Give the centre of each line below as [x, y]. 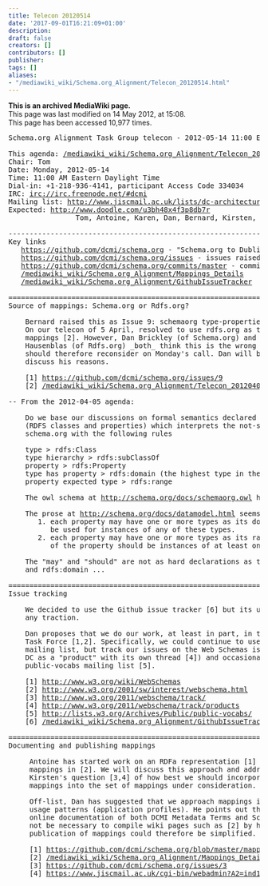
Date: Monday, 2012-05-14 [59, 170]
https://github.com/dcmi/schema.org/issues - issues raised [141, 257]
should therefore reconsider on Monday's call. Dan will [139, 353]
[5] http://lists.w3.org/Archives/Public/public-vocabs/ [139, 713]
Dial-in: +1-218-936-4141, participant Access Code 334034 [126, 186]
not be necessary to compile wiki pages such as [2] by [141, 825]
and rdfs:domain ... [65, 569]
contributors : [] [37, 53]
